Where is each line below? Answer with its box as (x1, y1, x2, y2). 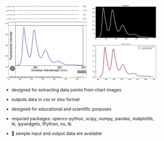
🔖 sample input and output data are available (11, 131, 102, 136)
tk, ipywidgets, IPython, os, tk (11, 121, 72, 127)
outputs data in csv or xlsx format (11, 96, 80, 102)
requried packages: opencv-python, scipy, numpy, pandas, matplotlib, (11, 116, 154, 121)
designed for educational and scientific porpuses (11, 106, 112, 112)
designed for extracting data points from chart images (11, 87, 122, 93)
